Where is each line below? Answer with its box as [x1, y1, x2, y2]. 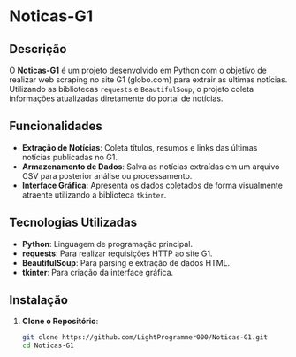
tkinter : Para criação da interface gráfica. [21, 267, 174, 277]
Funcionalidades [9, 119, 103, 134]
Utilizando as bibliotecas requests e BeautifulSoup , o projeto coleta [9, 84, 254, 94]
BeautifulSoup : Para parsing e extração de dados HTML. [21, 257, 231, 268]
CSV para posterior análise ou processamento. [21, 170, 193, 181]
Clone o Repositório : [21, 316, 99, 327]
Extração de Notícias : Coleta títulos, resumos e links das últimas [21, 142, 258, 152]
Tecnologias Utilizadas [9, 215, 138, 230]
